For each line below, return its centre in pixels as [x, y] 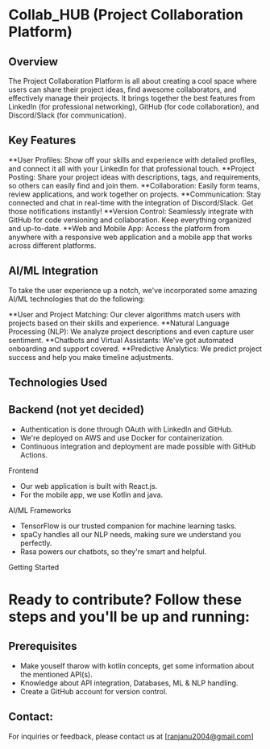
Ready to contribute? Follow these [125, 600]
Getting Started [34, 567]
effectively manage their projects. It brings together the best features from [132, 98]
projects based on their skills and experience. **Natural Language [119, 323]
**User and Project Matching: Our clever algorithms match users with [125, 314]
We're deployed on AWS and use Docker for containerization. [122, 437]
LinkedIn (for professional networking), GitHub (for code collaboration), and [134, 107]
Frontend [23, 470]
